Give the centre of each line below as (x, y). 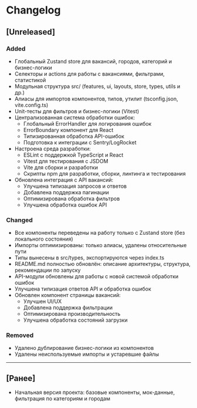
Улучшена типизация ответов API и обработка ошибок (83, 289)
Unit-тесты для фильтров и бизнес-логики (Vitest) (77, 111)
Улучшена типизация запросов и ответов (75, 186)
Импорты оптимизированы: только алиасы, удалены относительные (101, 245)
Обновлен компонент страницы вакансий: (68, 295)
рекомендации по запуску (47, 270)
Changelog (33, 10)
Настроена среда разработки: (52, 149)
